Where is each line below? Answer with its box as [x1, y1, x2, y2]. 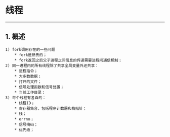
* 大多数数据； [14, 74, 42, 79]
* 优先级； [14, 127, 34, 132]
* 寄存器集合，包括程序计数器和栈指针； [14, 106, 87, 111]
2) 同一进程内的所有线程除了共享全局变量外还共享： [5, 63, 99, 68]
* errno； [14, 116, 34, 121]
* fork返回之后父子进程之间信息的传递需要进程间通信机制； [14, 57, 122, 63]
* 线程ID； [14, 100, 35, 106]
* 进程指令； [14, 68, 38, 74]
